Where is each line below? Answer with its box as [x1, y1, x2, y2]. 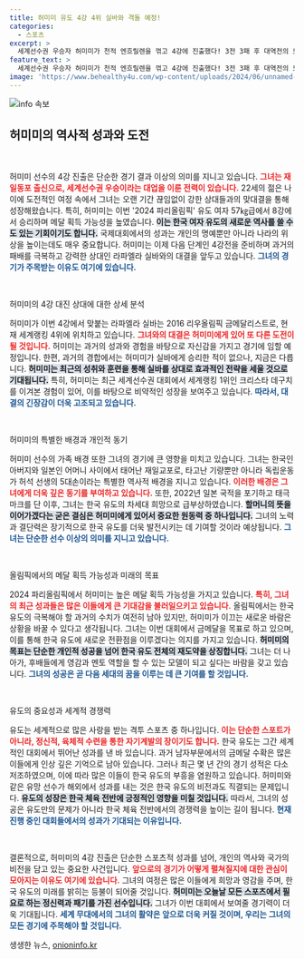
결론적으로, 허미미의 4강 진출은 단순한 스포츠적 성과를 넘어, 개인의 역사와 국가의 [9, 852, 290, 863]
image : [9, 73, 34, 82]
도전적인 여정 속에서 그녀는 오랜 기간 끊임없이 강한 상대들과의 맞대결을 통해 [25, 193, 290, 204]
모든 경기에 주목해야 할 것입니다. [9, 920, 122, 931]
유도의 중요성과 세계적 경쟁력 [9, 705, 111, 716]
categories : [9, 22, 54, 31]
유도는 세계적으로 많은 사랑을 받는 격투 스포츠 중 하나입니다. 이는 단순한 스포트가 [9, 724, 291, 735]
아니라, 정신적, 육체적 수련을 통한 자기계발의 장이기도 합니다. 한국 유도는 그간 [9, 736, 278, 747]
